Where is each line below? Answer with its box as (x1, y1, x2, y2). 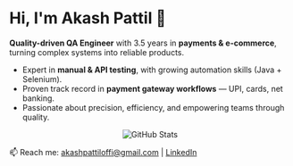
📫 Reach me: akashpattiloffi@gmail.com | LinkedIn (9, 146, 197, 157)
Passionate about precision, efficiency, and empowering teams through (21, 102, 285, 112)
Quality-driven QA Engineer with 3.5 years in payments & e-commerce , (9, 37, 277, 48)
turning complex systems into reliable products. (9, 46, 185, 57)
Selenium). (21, 73, 63, 84)
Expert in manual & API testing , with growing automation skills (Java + (21, 64, 282, 75)
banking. (21, 93, 55, 104)
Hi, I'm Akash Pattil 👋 (9, 8, 167, 29)
